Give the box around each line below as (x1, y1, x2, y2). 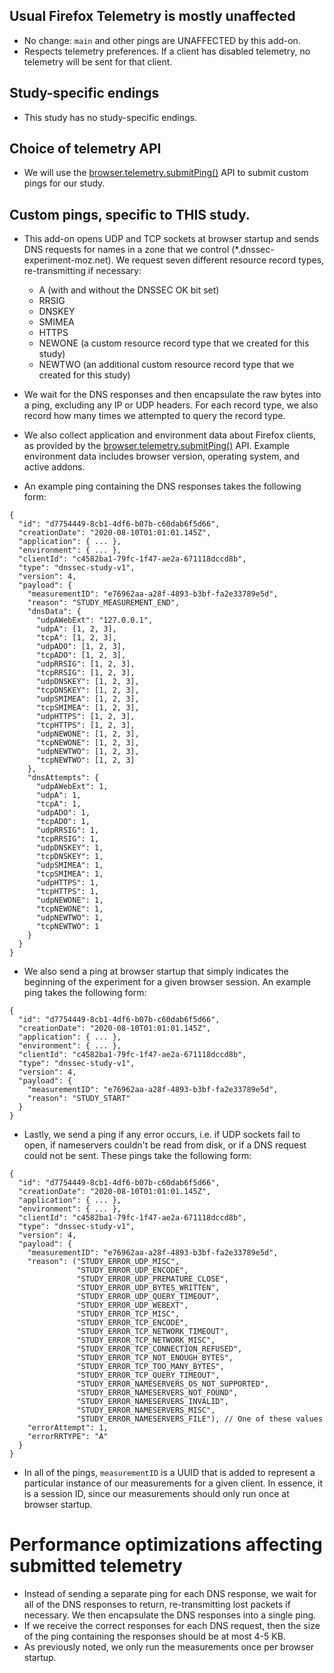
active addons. (23, 461, 86, 473)
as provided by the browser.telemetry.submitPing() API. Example (23, 440, 290, 452)
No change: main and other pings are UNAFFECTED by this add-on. (23, 34, 301, 46)
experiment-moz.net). (23, 254, 114, 266)
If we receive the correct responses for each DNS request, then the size (23, 1620, 321, 1632)
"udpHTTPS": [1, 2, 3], (35, 712, 136, 722)
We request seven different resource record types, (115, 254, 325, 266)
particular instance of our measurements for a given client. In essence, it (23, 1477, 323, 1489)
